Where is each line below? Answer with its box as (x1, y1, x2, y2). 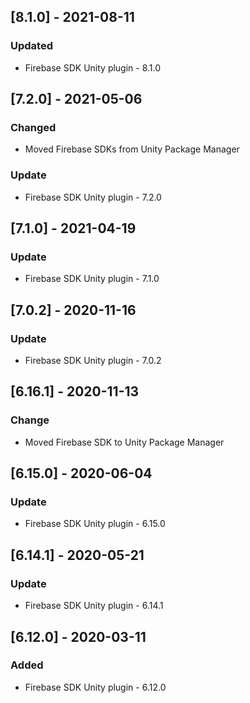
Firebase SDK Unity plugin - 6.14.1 (24, 600, 164, 612)
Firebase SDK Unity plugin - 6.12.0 (24, 681, 167, 693)
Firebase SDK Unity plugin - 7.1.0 (24, 273, 160, 285)
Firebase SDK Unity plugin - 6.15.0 (24, 518, 166, 530)
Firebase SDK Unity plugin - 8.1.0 (24, 61, 162, 74)
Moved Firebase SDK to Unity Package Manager (24, 436, 225, 448)
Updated (10, 39, 53, 53)
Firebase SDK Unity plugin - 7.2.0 (24, 191, 162, 203)
